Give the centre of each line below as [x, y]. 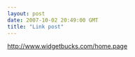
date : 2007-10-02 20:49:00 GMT [53, 20]
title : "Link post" [36, 26]
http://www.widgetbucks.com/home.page [67, 47]
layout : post [26, 14]
